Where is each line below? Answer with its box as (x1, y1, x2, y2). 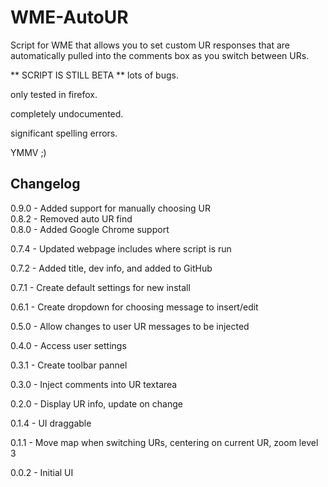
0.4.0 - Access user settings (10, 339, 127, 351)
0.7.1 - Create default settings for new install (10, 281, 191, 293)
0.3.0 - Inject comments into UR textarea (10, 378, 178, 390)
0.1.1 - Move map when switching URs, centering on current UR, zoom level (10, 436, 319, 448)
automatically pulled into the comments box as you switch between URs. (10, 49, 310, 61)
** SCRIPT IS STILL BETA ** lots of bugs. (10, 69, 179, 81)
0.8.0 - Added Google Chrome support (10, 223, 170, 235)
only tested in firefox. (10, 88, 98, 100)
